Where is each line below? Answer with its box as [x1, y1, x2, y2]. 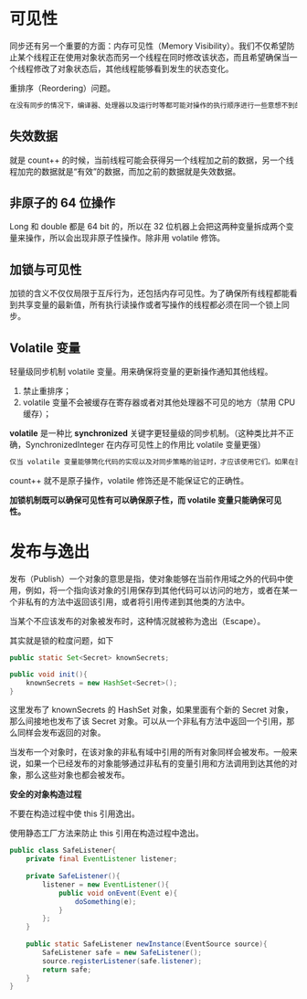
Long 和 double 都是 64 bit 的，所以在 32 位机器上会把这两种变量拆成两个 [9, 221, 286, 232]
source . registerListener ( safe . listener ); [42, 956, 203, 965]
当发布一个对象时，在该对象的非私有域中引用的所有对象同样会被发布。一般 [9, 747, 290, 758]
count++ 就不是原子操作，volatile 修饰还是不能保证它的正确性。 [9, 474, 249, 485]
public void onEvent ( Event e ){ [58, 888, 178, 898]
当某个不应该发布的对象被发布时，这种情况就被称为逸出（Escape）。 [9, 615, 266, 626]
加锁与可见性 [9, 261, 82, 277]
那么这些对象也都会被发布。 [25, 770, 130, 781]
